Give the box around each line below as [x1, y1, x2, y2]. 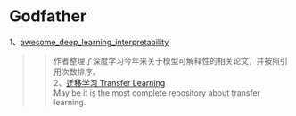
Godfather [9, 6, 87, 27]
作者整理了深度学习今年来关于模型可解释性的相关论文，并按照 [53, 55, 281, 66]
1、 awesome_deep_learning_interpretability [9, 36, 169, 47]
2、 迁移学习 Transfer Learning [53, 77, 166, 88]
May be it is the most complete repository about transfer [53, 87, 261, 98]
